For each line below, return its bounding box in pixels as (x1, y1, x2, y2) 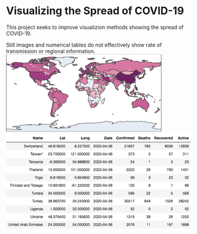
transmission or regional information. (6, 47, 96, 54)
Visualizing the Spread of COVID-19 (6, 4, 185, 18)
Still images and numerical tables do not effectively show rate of (6, 41, 162, 48)
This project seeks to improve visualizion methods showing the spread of (6, 24, 184, 31)
